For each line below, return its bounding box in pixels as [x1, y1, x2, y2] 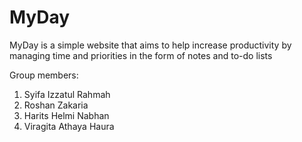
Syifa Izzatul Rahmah [23, 88, 111, 100]
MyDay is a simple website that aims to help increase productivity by [9, 39, 292, 51]
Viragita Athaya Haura [23, 120, 115, 132]
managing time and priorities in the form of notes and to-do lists [9, 49, 273, 61]
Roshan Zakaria [23, 99, 89, 111]
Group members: [9, 69, 79, 81]
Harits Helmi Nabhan [23, 109, 110, 121]
